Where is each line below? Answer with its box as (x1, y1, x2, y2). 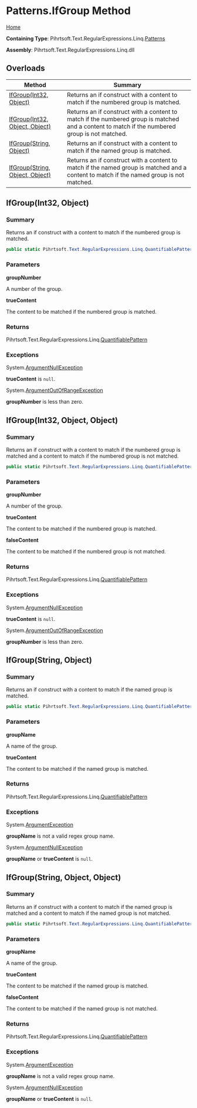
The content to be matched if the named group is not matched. (6, 1005, 158, 1012)
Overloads (6, 63, 45, 73)
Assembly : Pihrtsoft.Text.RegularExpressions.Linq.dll (6, 46, 135, 53)
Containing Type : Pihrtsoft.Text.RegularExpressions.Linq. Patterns (6, 35, 165, 42)
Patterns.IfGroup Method (6, 4, 131, 18)
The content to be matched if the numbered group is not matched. (6, 548, 166, 555)
